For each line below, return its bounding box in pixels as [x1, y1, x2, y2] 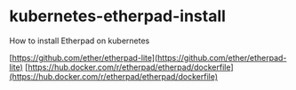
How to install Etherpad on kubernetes [9, 35, 150, 46]
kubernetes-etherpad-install [9, 6, 227, 26]
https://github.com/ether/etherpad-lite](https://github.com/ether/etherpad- [12, 52, 287, 63]
